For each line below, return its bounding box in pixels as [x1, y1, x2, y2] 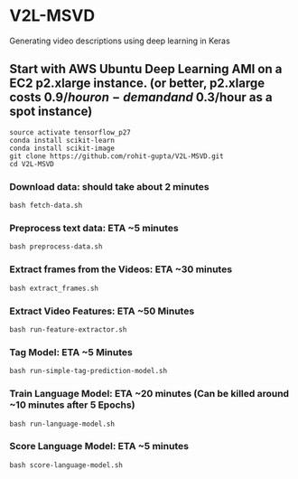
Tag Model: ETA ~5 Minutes [9, 345, 133, 358]
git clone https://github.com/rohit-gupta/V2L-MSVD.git [9, 151, 224, 161]
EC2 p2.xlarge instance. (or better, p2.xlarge [9, 76, 265, 91]
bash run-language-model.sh [9, 419, 116, 428]
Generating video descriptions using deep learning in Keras [9, 35, 230, 46]
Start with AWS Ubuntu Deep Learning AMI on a [9, 61, 283, 77]
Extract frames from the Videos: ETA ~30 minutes [9, 263, 233, 276]
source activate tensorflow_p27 [9, 127, 131, 136]
